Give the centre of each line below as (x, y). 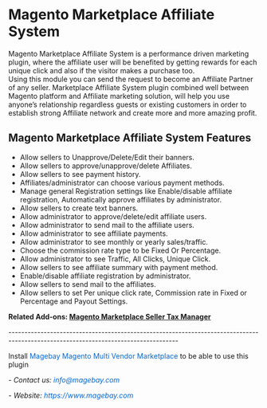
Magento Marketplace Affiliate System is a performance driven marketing (129, 53)
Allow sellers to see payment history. (80, 174)
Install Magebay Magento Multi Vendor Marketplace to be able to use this (128, 355)
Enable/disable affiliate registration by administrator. (105, 276)
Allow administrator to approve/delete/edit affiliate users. (113, 216)
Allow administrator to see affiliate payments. (94, 233)
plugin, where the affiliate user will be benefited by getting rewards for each (133, 62)
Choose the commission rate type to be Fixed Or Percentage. (120, 250)
